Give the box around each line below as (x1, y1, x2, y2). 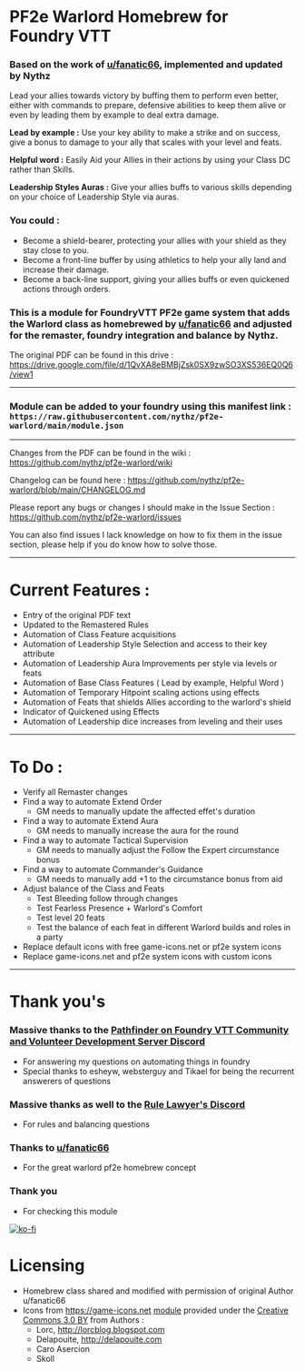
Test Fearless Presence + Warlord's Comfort (35, 903, 202, 914)
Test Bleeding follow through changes (35, 893, 179, 904)
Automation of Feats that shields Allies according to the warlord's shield (22, 696, 292, 707)
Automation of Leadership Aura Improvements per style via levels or (22, 658, 278, 669)
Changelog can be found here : (9, 475, 126, 486)
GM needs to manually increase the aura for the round (35, 826, 239, 837)
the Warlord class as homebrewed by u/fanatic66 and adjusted (9, 317, 292, 330)
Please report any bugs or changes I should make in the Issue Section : (9, 503, 275, 513)
